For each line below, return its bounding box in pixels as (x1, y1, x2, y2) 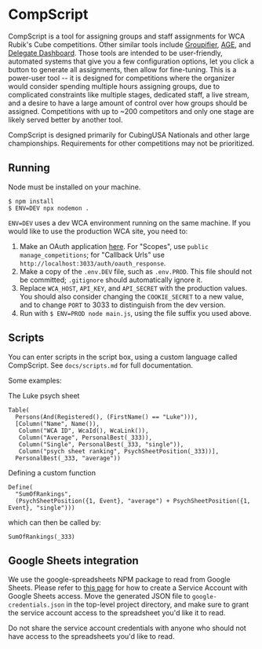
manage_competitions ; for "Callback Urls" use (19, 250, 165, 259)
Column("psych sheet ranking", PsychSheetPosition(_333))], (18, 447, 220, 455)
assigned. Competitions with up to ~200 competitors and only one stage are (8, 106, 255, 115)
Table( (8, 406, 30, 414)
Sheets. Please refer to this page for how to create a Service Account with (8, 583, 248, 592)
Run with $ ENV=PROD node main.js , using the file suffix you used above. (19, 308, 252, 317)
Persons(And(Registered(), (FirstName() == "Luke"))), (15, 412, 198, 421)
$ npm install (8, 197, 55, 205)
